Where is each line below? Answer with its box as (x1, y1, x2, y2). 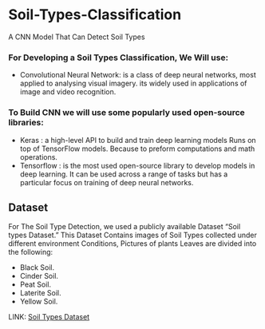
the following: (8, 248, 53, 257)
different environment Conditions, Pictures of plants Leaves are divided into (8, 239, 257, 248)
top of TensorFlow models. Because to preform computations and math (19, 144, 255, 153)
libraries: (8, 117, 44, 129)
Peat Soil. (19, 279, 52, 289)
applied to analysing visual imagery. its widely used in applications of (19, 78, 247, 89)
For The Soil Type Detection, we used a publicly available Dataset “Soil (8, 222, 241, 232)
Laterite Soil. (19, 288, 61, 298)
